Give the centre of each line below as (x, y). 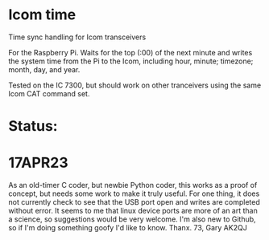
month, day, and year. (44, 69)
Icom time (42, 15)
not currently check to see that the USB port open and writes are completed (134, 202)
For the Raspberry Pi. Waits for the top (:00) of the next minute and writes (130, 52)
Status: (33, 126)
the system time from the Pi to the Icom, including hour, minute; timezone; (131, 61)
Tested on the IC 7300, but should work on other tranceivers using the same (135, 85)
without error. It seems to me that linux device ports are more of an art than (133, 211)
